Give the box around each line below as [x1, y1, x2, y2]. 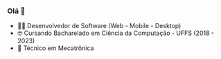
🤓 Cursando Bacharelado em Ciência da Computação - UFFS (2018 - [17, 29, 215, 37]
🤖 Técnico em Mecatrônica [17, 44, 94, 52]
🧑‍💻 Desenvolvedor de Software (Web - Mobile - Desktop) [17, 22, 182, 30]
